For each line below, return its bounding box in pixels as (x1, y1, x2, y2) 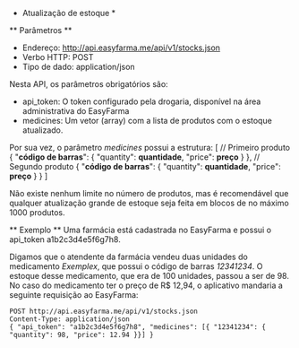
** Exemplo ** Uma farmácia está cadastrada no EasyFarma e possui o (9, 224, 271, 235)
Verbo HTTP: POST (21, 52, 94, 62)
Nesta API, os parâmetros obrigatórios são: (9, 79, 168, 89)
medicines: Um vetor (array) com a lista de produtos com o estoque (21, 116, 273, 126)
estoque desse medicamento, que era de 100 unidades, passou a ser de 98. (9, 271, 289, 281)
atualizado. (21, 125, 64, 135)
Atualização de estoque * (21, 8, 116, 18)
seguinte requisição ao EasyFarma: (9, 290, 139, 300)
